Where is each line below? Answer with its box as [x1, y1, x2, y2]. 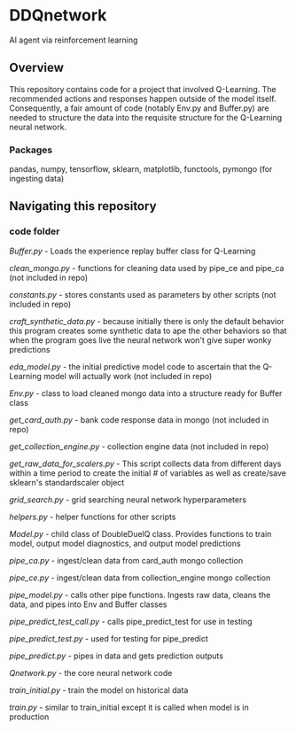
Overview [9, 60, 65, 75]
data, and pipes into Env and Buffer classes [9, 599, 167, 610]
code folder [9, 225, 60, 237]
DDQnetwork [9, 5, 107, 26]
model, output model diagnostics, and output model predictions [9, 538, 241, 548]
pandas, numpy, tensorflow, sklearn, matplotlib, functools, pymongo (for [9, 164, 273, 175]
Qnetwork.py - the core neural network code [9, 667, 173, 678]
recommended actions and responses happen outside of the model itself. [9, 93, 277, 104]
